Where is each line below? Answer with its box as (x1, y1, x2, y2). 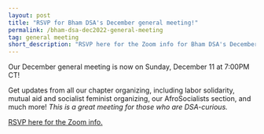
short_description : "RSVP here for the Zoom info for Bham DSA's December (8, 41, 258, 49)
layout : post (8, 11, 51, 20)
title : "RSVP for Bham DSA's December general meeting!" (8, 19, 199, 27)
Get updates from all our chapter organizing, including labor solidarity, (8, 85, 236, 95)
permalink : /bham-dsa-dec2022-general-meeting (8, 26, 163, 34)
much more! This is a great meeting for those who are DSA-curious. (8, 103, 228, 112)
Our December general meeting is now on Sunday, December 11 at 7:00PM (8, 62, 250, 71)
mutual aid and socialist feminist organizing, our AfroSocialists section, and (8, 94, 251, 103)
